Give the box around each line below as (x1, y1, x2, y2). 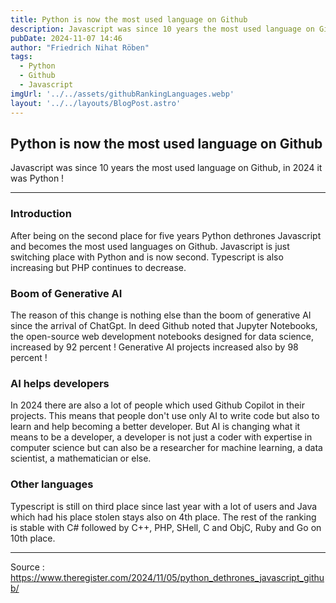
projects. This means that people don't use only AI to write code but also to (10, 410, 320, 422)
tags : (10, 52, 33, 62)
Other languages (10, 477, 94, 491)
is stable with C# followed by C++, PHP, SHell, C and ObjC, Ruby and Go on (10, 521, 322, 533)
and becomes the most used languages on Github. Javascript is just (10, 240, 290, 252)
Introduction (10, 207, 72, 221)
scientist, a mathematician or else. (10, 452, 152, 465)
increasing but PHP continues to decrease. (10, 261, 187, 273)
